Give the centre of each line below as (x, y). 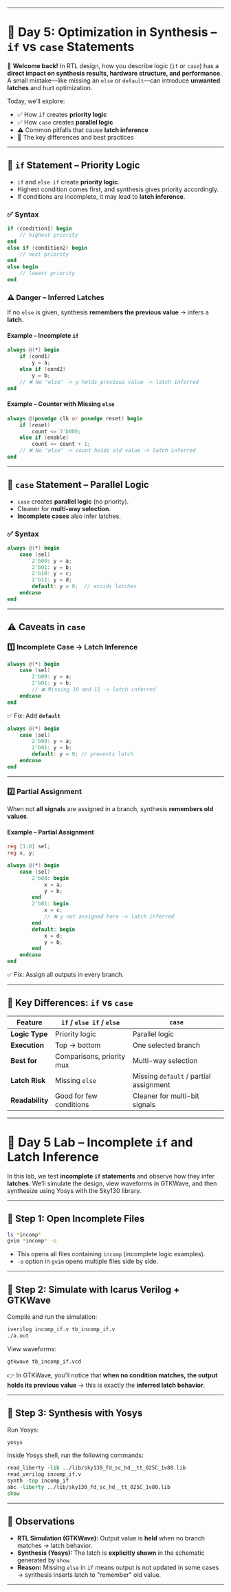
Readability (30, 1100)
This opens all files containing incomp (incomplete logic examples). (111, 1254)
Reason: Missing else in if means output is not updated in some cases (118, 1567)
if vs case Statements (71, 47)
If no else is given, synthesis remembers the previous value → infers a (108, 312)
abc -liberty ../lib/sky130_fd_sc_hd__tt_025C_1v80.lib (89, 1487)
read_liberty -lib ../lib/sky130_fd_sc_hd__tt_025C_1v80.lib (97, 1468)
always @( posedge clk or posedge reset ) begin (75, 418)
